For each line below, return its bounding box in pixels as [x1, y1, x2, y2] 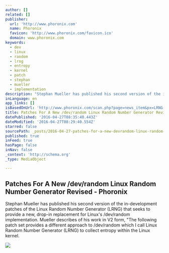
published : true [5, 134, 39, 139]
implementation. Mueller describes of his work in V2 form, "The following [5, 217, 157, 223]
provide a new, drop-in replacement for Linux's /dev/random [5, 211, 130, 217]
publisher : [5, 17, 28, 22]
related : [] [5, 12, 30, 17]
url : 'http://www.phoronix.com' [10, 21, 78, 27]
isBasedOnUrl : [5, 105, 35, 110]
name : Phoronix [10, 26, 42, 31]
